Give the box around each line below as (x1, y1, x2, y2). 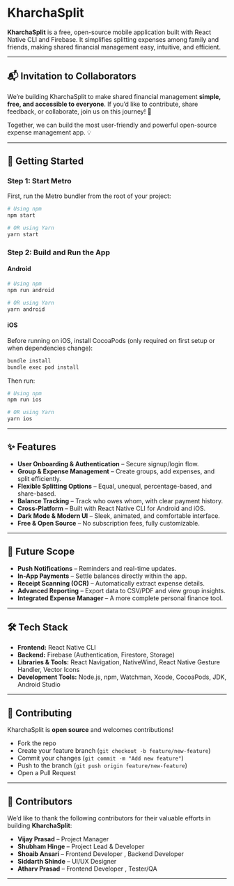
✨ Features (7, 441, 56, 453)
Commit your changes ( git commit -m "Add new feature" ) (17, 754, 184, 763)
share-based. (17, 489, 56, 498)
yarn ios (7, 415, 33, 422)
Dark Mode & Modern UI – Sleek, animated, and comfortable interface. (17, 511, 221, 520)
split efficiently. (17, 474, 61, 482)
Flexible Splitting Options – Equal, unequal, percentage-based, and (17, 482, 212, 490)
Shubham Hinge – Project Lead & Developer (17, 842, 145, 851)
